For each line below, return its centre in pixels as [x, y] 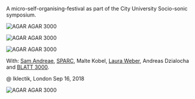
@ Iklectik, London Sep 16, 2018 [45, 79]
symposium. [21, 15]
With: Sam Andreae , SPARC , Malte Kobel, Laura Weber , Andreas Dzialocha [98, 61]
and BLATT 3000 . [28, 67]
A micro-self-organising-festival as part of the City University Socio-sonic [97, 9]
